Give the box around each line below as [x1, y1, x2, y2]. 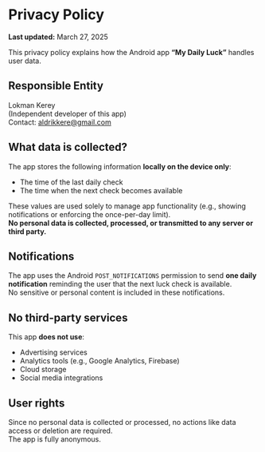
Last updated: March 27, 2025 [8, 32, 109, 42]
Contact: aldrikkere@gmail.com [8, 117, 111, 127]
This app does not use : [8, 332, 85, 342]
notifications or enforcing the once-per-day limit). [8, 209, 171, 219]
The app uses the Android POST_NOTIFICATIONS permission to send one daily [8, 271, 257, 280]
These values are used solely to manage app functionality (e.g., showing [8, 201, 247, 211]
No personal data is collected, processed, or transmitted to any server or [8, 218, 253, 228]
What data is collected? [8, 141, 127, 154]
